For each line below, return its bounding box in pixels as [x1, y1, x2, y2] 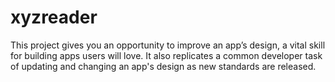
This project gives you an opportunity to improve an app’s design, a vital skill [10, 39, 326, 51]
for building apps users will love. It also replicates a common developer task [10, 49, 323, 61]
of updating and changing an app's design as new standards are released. [10, 60, 317, 72]
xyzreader [10, 6, 98, 29]
